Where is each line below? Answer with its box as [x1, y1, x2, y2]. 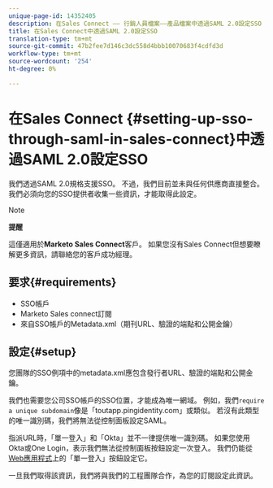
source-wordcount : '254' [8, 58, 93, 66]
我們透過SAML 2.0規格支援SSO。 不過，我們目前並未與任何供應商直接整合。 [8, 178, 264, 188]
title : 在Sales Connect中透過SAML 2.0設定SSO [8, 27, 158, 35]
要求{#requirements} [8, 276, 117, 290]
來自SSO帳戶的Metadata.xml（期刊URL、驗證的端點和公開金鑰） [19, 319, 237, 329]
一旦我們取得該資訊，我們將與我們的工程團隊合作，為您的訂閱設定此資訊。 [8, 471, 258, 481]
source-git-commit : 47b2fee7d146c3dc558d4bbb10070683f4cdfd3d [8, 42, 223, 50]
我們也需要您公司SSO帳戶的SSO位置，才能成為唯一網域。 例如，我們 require [8, 395, 265, 405]
